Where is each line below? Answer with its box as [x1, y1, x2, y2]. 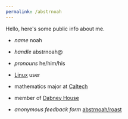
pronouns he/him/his [14, 59, 65, 67]
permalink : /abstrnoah [5, 8, 62, 15]
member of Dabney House [14, 94, 80, 101]
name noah [14, 36, 42, 43]
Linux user [14, 71, 40, 78]
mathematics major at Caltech [14, 83, 88, 90]
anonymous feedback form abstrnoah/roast [14, 105, 122, 113]
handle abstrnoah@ [14, 48, 63, 55]
